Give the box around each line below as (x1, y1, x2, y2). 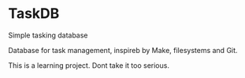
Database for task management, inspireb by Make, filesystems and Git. (8, 45, 238, 55)
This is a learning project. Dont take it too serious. (8, 60, 169, 70)
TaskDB (8, 5, 60, 23)
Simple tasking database (8, 30, 88, 40)
